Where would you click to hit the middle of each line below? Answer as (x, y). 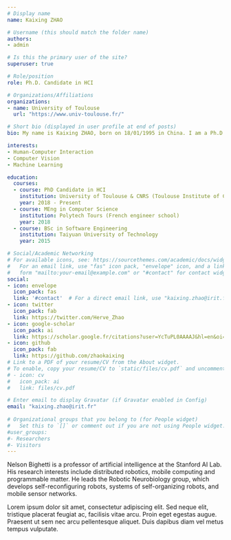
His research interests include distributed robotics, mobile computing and (111, 472)
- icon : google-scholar (41, 324)
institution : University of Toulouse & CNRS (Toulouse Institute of (120, 197)
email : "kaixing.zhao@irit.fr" (52, 407)
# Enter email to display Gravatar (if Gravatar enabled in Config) (107, 400)
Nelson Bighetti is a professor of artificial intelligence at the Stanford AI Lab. (114, 464)
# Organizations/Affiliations (51, 95)
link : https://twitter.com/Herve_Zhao (69, 317)
